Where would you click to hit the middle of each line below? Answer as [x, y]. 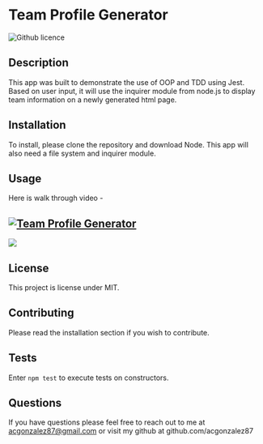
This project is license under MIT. [64, 288]
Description [38, 63]
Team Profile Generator [88, 15]
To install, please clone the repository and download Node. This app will [129, 144]
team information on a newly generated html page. [93, 100]
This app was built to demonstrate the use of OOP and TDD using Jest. [127, 82]
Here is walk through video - [56, 198]
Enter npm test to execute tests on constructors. [89, 378]
